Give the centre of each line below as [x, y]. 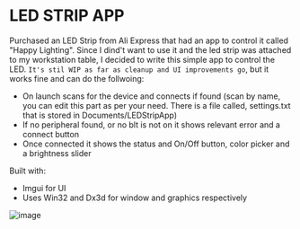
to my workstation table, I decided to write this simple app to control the [142, 59]
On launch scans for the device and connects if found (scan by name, [151, 96]
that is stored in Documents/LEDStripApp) [100, 115]
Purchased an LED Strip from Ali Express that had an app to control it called [149, 40]
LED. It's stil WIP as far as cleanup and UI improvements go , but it [139, 69]
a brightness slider [57, 153]
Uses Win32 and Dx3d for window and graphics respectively [135, 198]
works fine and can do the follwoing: [77, 78]
